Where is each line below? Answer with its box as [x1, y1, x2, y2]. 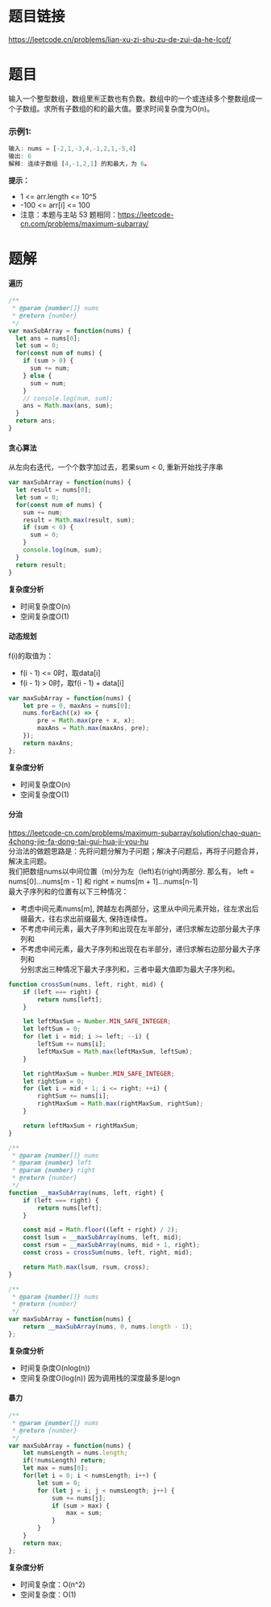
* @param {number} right [11, 1166, 95, 1175]
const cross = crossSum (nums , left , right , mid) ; [23, 1248, 194, 1257]
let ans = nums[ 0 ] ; [15, 334, 81, 342]
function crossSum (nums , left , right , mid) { [8, 980, 164, 988]
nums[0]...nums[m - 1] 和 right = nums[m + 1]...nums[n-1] [8, 876, 198, 886]
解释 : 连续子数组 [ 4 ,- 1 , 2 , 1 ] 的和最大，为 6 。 [8, 159, 151, 168]
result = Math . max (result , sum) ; [23, 516, 135, 524]
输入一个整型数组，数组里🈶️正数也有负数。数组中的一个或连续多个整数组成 [8, 94, 256, 103]
